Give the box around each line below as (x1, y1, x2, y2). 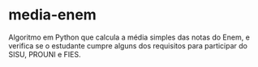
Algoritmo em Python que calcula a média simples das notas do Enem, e (8, 32, 250, 42)
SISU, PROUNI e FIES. (8, 49, 81, 59)
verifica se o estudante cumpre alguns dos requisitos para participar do (8, 40, 247, 50)
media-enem (8, 6, 97, 24)
